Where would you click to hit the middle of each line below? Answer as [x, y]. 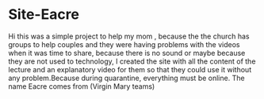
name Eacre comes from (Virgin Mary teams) [82, 86]
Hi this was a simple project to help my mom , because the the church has [129, 36]
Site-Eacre [44, 15]
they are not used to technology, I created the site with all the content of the [132, 61]
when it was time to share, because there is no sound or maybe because [127, 53]
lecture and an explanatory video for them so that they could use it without [130, 69]
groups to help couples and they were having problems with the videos [124, 44]
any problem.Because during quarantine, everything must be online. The [126, 78]
